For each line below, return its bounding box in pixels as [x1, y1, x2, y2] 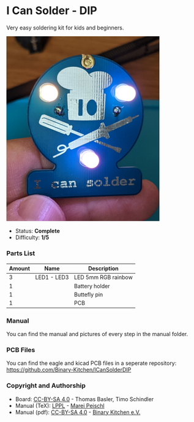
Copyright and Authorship [6, 382, 86, 390]
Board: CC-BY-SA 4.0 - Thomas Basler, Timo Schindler [15, 395, 154, 402]
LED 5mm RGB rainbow [74, 274, 133, 281]
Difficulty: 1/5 [15, 234, 50, 241]
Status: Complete [15, 228, 60, 235]
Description [88, 265, 119, 272]
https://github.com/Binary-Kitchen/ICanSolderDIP [6, 366, 132, 374]
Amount [9, 265, 31, 272]
